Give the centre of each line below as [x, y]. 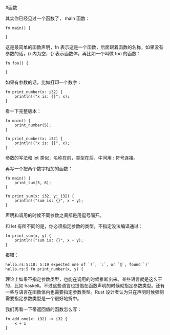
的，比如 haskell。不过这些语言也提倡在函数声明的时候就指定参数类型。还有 [85, 286]
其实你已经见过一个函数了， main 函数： [48, 18]
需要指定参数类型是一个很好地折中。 [44, 298]
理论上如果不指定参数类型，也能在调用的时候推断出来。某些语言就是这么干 [84, 279]
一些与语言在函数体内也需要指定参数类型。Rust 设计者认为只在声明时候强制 [85, 292]
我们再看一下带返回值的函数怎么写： [44, 309]
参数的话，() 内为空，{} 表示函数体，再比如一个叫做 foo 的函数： [73, 53]
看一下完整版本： [23, 111]
